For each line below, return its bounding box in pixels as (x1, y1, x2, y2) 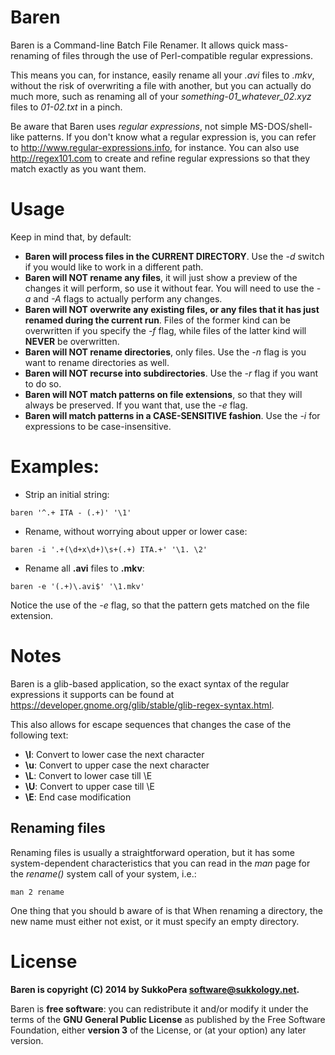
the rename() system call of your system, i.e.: (10, 867, 197, 880)
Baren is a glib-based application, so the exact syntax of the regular (10, 677, 290, 690)
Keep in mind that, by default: (10, 231, 132, 243)
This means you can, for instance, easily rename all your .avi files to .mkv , (10, 69, 315, 81)
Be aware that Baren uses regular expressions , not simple (10, 120, 248, 132)
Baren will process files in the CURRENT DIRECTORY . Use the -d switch (24, 250, 325, 262)
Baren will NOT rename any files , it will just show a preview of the (24, 271, 298, 283)
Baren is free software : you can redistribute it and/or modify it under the (10, 1002, 309, 1015)
